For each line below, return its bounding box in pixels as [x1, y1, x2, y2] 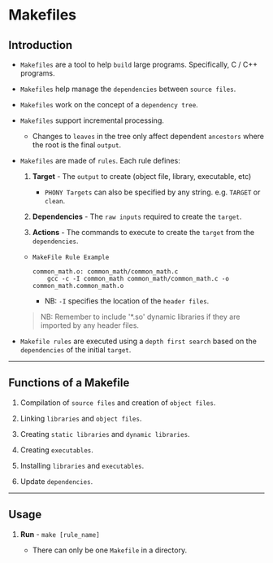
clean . [44, 196, 66, 205]
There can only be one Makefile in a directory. [32, 545, 188, 555]
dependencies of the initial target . [19, 345, 132, 355]
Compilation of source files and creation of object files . [19, 397, 216, 408]
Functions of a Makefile [8, 376, 130, 390]
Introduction [8, 38, 73, 52]
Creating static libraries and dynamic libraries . [19, 429, 190, 439]
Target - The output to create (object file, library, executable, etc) [32, 172, 252, 181]
